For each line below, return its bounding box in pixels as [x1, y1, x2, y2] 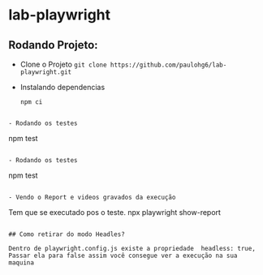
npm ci [19, 98, 43, 106]
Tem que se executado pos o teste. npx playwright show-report [8, 208, 222, 217]
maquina [8, 259, 35, 267]
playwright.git [19, 68, 72, 76]
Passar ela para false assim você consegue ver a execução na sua [8, 251, 238, 260]
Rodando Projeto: [8, 38, 99, 52]
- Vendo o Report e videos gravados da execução [8, 193, 176, 201]
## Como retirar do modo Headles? [8, 230, 126, 238]
